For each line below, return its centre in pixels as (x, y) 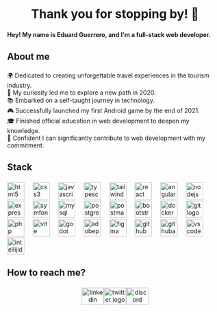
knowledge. (24, 131)
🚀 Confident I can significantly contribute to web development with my (106, 138)
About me (28, 57)
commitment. (26, 145)
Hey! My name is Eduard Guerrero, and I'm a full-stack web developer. (109, 35)
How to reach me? (47, 273)
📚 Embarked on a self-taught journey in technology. (81, 100)
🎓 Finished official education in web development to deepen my (98, 121)
